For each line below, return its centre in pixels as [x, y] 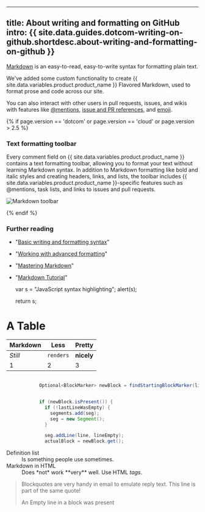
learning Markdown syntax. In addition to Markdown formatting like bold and [102, 170]
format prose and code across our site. [55, 91]
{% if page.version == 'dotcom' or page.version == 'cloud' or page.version [100, 121]
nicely [84, 356]
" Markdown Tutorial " [41, 278]
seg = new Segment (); [77, 419]
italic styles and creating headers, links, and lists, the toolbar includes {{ [97, 176]
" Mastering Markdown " [45, 265]
